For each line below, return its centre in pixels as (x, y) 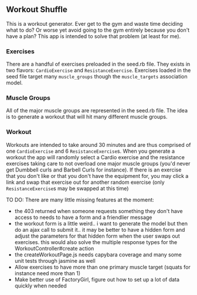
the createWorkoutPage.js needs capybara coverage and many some (98, 255)
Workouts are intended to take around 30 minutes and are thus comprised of (98, 145)
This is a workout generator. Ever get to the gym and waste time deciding (94, 23)
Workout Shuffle (37, 10)
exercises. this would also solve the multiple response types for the (96, 242)
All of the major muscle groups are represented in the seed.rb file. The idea (97, 111)
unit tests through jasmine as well (55, 260)
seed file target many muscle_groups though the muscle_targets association (97, 77)
